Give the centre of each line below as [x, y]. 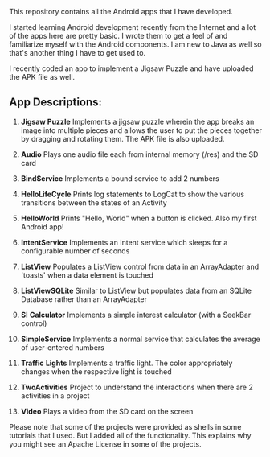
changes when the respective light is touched [96, 371]
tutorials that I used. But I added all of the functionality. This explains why [130, 435]
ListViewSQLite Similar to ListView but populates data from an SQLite [136, 290]
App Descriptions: [56, 103]
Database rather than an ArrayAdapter [84, 299]
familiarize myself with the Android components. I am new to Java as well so [135, 44]
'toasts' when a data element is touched [87, 275]
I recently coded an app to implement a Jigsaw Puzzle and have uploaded [131, 68]
